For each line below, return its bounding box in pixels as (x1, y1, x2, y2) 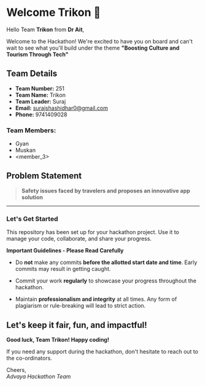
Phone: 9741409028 (15, 110, 67, 118)
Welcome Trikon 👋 (6, 6, 101, 20)
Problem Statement (6, 171, 82, 181)
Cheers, (6, 366, 26, 373)
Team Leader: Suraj (15, 97, 66, 105)
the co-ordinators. (6, 354, 52, 361)
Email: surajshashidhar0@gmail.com (15, 104, 109, 112)
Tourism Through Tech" (6, 50, 69, 58)
